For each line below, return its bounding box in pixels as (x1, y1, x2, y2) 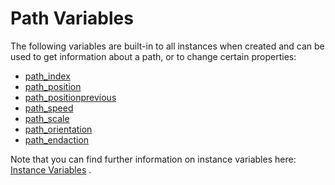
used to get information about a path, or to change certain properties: (10, 50, 297, 62)
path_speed (24, 102, 74, 114)
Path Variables (10, 7, 134, 30)
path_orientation (24, 123, 93, 135)
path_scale (24, 112, 70, 124)
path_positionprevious (24, 91, 117, 103)
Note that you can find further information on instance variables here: (10, 153, 297, 165)
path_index (24, 70, 71, 82)
